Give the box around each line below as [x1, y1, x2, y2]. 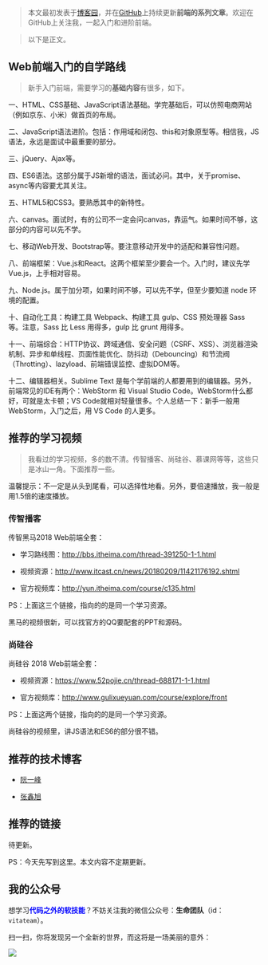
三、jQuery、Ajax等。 [8, 153, 80, 163]
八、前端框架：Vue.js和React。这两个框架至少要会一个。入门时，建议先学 [8, 258, 250, 268]
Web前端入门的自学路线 [8, 60, 126, 74]
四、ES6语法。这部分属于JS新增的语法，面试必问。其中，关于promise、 [8, 171, 246, 180]
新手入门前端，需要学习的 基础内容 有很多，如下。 [27, 83, 189, 93]
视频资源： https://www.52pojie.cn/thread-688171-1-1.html [19, 675, 210, 685]
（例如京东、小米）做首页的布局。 [8, 109, 120, 119]
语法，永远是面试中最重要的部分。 [8, 136, 120, 146]
